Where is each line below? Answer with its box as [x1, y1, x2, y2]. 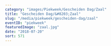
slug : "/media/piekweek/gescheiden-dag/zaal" [5, 16, 98, 21]
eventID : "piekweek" [5, 20, 47, 25]
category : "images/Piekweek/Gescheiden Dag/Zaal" [5, 7, 107, 12]
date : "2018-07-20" [5, 29, 44, 34]
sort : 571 [5, 34, 25, 39]
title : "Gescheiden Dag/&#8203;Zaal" [5, 11, 81, 16]
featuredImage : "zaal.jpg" [5, 25, 59, 30]
